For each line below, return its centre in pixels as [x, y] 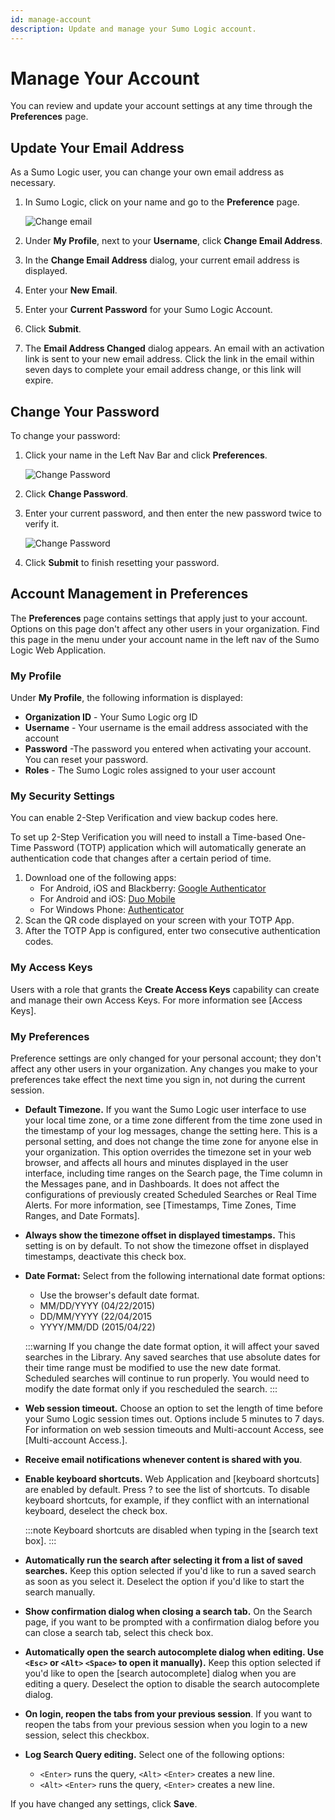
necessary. [33, 183]
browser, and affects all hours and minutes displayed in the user [156, 1163]
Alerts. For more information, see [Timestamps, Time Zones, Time [160, 1205]
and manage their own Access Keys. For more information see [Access [156, 1000]
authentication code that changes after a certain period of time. [141, 858]
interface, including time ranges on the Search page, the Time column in [173, 1173]
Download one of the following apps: [100, 878]
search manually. [60, 1592]
